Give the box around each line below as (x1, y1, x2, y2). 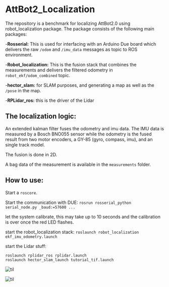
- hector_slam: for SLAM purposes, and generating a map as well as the (5, 82, 155, 88)
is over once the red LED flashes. (5, 219, 74, 225)
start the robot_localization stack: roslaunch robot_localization (5, 229, 139, 235)
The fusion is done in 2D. (5, 151, 57, 158)
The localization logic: (5, 112, 77, 121)
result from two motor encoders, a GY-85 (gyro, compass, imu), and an (5, 136, 153, 142)
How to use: (5, 176, 44, 185)
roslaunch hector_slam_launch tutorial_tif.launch (5, 257, 114, 262)
